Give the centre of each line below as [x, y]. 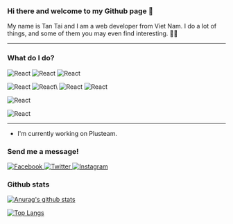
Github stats [28, 184]
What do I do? [31, 58]
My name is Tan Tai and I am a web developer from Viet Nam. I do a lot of [112, 26]
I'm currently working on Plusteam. [67, 133]
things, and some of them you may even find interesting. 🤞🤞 [93, 33]
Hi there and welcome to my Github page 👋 [80, 11]
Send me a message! [43, 151]
